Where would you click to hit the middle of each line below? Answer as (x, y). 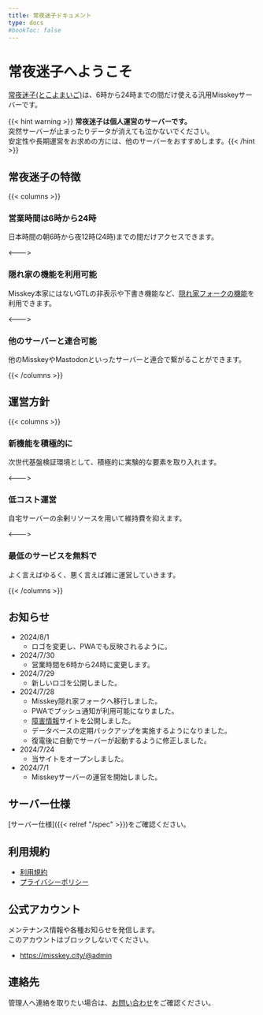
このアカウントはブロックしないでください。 (81, 939)
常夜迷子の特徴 (44, 177)
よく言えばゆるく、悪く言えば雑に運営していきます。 (94, 575)
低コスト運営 (33, 500)
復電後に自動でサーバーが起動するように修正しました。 (121, 740)
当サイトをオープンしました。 (80, 759)
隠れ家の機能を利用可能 (52, 274)
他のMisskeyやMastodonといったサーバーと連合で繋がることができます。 (127, 360)
